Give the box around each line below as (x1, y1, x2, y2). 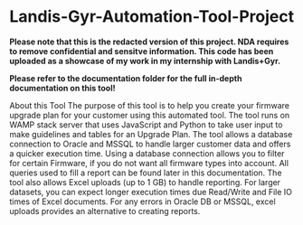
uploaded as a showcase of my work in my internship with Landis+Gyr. (9, 55, 281, 66)
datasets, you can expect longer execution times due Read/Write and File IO (9, 186, 292, 197)
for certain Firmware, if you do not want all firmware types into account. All (9, 157, 289, 168)
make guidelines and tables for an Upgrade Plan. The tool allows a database (9, 128, 293, 139)
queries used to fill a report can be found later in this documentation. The (9, 167, 282, 178)
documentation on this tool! (9, 82, 116, 93)
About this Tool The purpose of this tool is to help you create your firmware (9, 99, 290, 110)
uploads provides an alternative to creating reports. (9, 205, 201, 216)
